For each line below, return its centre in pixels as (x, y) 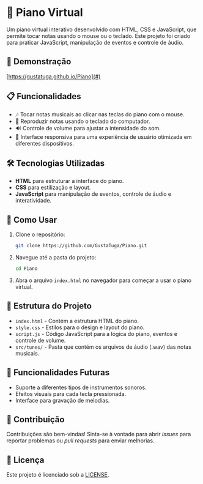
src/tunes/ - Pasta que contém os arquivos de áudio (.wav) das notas (103, 347)
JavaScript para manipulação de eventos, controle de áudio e (93, 194)
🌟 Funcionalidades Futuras (58, 373)
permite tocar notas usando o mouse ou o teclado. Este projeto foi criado (98, 35)
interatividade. (33, 201)
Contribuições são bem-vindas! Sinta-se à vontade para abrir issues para (99, 434)
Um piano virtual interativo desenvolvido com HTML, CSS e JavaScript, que (102, 29)
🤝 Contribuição (35, 419)
